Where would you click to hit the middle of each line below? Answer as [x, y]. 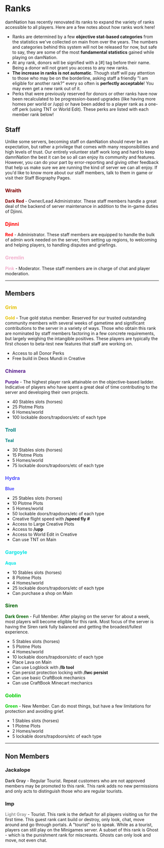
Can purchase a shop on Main [42, 593]
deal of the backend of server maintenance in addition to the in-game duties [82, 206]
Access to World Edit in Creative [44, 534]
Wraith [13, 190]
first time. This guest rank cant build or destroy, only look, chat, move [75, 820]
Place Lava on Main [32, 662]
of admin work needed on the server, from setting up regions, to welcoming [81, 240]
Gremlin [15, 258]
